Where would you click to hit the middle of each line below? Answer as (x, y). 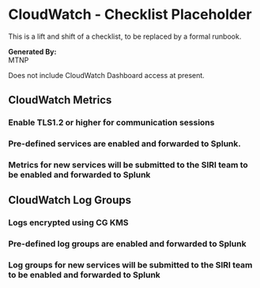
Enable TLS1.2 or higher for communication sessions (111, 122)
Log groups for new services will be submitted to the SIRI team (130, 265)
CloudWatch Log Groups (70, 200)
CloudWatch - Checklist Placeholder (130, 15)
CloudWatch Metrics (60, 100)
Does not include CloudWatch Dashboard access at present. (107, 75)
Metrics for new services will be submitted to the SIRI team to (128, 165)
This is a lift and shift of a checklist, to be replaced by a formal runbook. (125, 36)
